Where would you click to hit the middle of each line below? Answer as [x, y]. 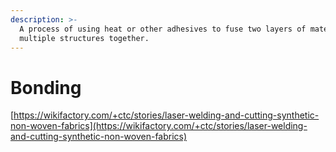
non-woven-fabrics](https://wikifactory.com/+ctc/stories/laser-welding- [159, 126]
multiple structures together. [84, 38]
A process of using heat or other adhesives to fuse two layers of [163, 29]
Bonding [46, 87]
